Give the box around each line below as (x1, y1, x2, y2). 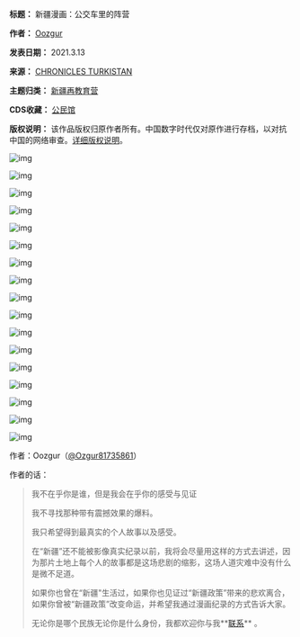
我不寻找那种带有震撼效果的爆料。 (31, 507, 158, 518)
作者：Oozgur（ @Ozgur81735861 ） (9, 450, 142, 461)
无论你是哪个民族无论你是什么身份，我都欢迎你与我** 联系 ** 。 (31, 618, 262, 628)
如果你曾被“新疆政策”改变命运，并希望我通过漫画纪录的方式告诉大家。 (31, 598, 291, 609)
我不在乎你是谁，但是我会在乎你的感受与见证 (31, 489, 198, 498)
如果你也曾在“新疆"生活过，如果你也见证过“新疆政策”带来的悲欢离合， (31, 588, 290, 597)
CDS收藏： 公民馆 (9, 104, 76, 115)
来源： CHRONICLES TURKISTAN (9, 67, 133, 76)
